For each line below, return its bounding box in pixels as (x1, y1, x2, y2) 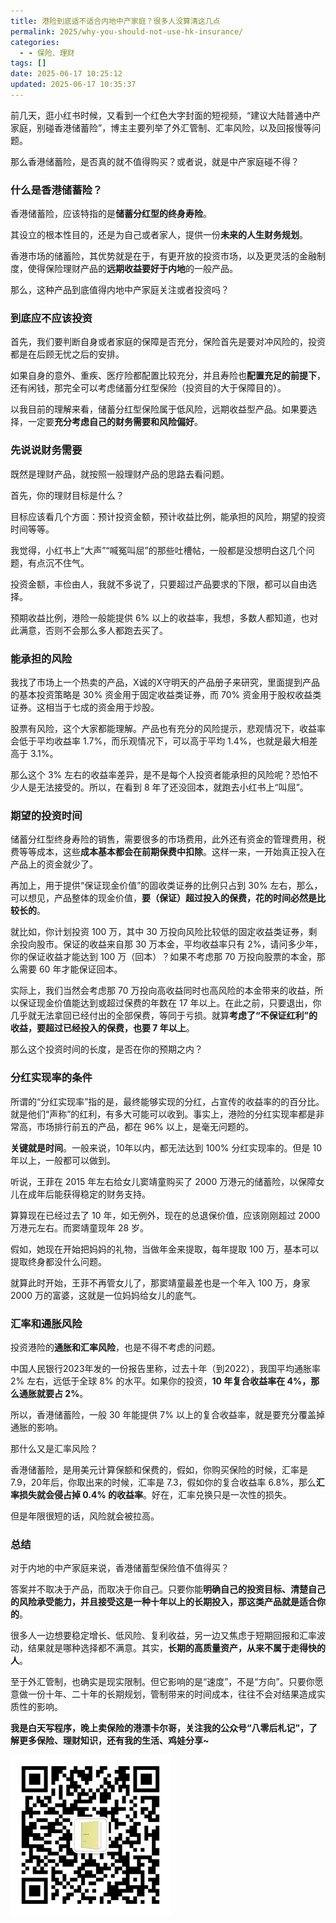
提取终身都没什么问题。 (10, 1255, 107, 1267)
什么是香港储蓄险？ (10, 183, 103, 197)
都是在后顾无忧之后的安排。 (10, 348, 125, 360)
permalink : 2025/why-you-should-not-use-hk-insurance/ (10, 26, 244, 37)
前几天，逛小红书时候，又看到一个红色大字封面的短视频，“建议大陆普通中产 (10, 109, 322, 121)
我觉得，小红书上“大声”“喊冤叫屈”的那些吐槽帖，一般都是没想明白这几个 (10, 544, 307, 556)
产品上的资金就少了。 (10, 858, 98, 870)
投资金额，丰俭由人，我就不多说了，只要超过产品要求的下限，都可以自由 (10, 578, 308, 590)
